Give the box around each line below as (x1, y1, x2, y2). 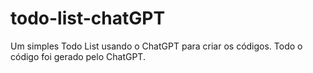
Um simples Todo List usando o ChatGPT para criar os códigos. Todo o (10, 40, 303, 52)
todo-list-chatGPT (10, 7, 166, 30)
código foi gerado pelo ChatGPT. (10, 50, 146, 62)
